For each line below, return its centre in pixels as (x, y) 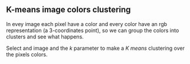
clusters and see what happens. (45, 36)
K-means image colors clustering (68, 10)
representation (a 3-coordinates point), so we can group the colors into (93, 30)
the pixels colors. (27, 54)
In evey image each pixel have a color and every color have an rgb (87, 24)
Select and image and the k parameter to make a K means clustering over (95, 48)
